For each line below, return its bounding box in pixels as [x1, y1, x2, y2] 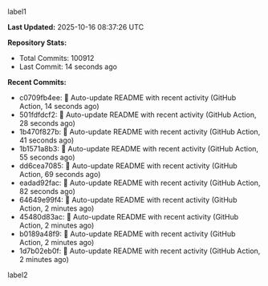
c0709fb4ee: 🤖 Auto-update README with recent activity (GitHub [18, 93, 237, 103]
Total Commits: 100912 [18, 54, 95, 62]
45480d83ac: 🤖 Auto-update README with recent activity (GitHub [18, 212, 239, 221]
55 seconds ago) [18, 152, 75, 162]
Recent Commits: [7, 78, 67, 87]
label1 [7, 7, 27, 16]
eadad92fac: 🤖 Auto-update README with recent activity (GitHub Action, [18, 178, 261, 187]
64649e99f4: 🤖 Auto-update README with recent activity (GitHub [18, 195, 238, 204]
